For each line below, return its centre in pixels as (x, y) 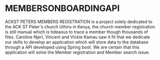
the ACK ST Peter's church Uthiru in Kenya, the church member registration (80, 26)
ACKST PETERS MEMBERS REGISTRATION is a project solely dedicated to (79, 22)
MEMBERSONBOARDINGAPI (62, 8)
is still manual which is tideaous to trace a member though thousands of (77, 32)
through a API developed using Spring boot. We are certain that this (72, 47)
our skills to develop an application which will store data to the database (77, 42)
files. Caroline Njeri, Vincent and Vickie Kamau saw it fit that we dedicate (78, 37)
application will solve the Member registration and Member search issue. (77, 52)
